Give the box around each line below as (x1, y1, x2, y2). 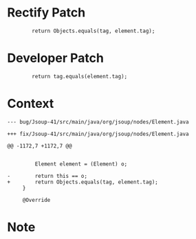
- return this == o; (7, 172, 88, 179)
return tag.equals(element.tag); (32, 73, 128, 80)
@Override (22, 196, 51, 203)
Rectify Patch (7, 5, 86, 21)
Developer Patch (7, 50, 105, 66)
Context (7, 96, 54, 111)
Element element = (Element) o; (34, 160, 128, 168)
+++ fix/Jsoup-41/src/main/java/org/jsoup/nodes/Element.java (7, 130, 189, 137)
